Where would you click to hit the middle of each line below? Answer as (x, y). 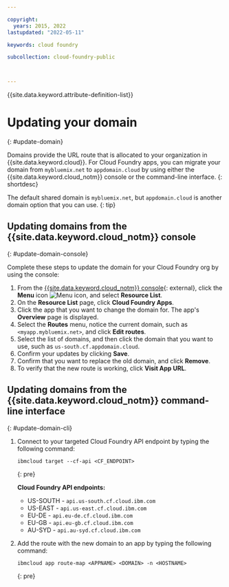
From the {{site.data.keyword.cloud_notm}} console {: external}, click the (120, 288)
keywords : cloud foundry (43, 45)
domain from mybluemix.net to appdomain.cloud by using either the (101, 170)
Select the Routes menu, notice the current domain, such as (102, 324)
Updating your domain (72, 123)
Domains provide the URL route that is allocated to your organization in (107, 155)
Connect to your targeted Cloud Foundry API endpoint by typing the (113, 441)
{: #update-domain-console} (48, 254)
